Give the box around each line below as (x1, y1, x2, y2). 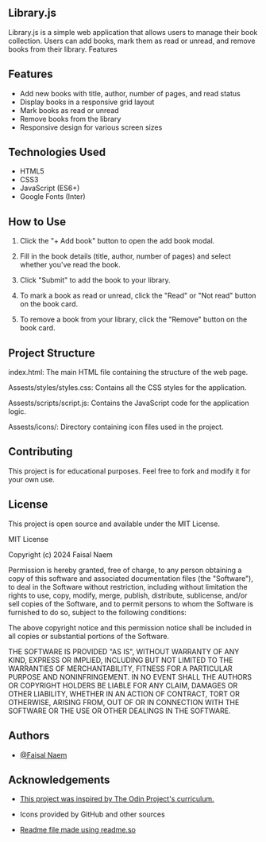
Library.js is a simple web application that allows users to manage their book (8, 27, 258, 37)
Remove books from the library (19, 114, 121, 123)
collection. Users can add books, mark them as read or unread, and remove (8, 36, 256, 45)
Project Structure (8, 346, 95, 360)
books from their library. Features (8, 44, 118, 54)
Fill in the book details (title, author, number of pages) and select (19, 251, 232, 261)
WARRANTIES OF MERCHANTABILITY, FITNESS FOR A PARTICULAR (8, 664, 233, 673)
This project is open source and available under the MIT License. (8, 519, 221, 528)
